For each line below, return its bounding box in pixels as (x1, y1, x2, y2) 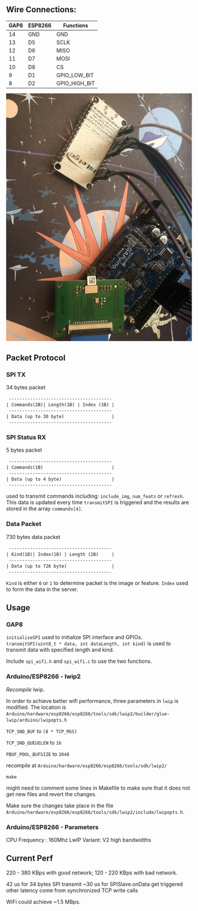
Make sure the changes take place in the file (6, 802, 114, 809)
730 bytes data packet (6, 533, 61, 540)
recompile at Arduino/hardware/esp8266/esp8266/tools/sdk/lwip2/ (6, 762, 167, 769)
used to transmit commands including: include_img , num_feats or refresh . (6, 492, 184, 500)
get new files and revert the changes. (6, 790, 97, 798)
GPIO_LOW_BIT (56, 71, 94, 78)
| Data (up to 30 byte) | (6, 414, 115, 420)
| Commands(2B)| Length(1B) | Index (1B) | (6, 402, 115, 408)
